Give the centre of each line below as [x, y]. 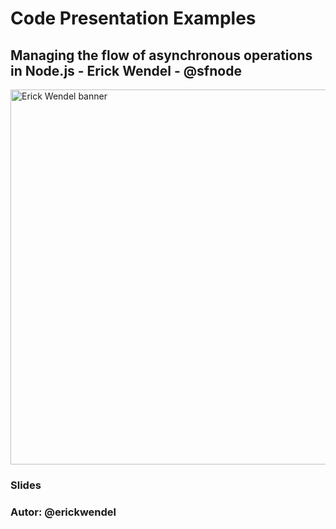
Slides [26, 485]
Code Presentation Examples [133, 18]
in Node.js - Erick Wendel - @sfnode [126, 70]
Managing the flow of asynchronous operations [161, 55]
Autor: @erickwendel [63, 512]
